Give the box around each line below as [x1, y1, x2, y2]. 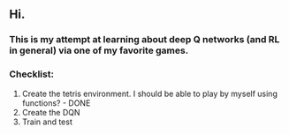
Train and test [21, 116, 72, 127]
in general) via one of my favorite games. [9, 44, 189, 56]
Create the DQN [21, 107, 81, 117]
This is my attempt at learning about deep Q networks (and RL [9, 33, 280, 46]
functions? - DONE [21, 97, 91, 108]
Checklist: [9, 68, 55, 80]
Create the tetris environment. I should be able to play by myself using [21, 88, 278, 99]
